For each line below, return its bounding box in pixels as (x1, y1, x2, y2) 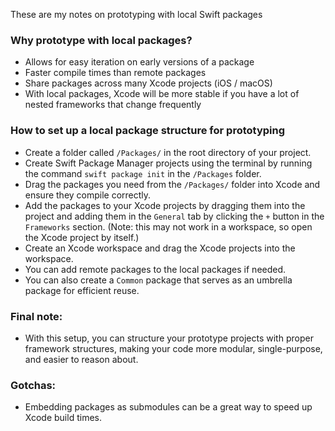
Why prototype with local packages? (10, 33, 193, 47)
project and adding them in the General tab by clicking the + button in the (24, 210, 325, 222)
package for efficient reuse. (24, 284, 140, 296)
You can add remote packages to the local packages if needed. (24, 263, 287, 275)
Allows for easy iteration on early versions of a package (24, 56, 255, 68)
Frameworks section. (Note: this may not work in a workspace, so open (24, 220, 313, 233)
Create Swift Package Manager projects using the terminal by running (24, 157, 313, 169)
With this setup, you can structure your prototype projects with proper (24, 332, 314, 344)
